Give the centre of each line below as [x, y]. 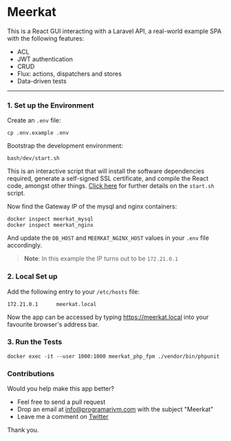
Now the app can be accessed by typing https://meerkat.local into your [108, 317]
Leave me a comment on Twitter [63, 417]
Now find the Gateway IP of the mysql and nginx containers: [92, 207]
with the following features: [46, 38]
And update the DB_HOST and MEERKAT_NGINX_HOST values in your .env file [108, 238]
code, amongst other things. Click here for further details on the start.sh [111, 186]
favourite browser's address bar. [53, 324]
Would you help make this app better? [61, 389]
